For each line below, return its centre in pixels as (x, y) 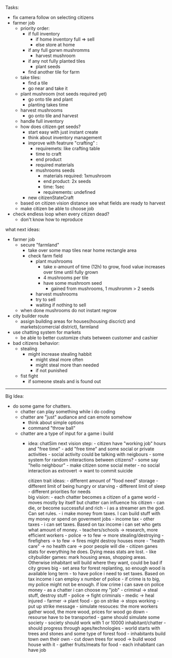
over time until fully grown (71, 272)
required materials (55, 165)
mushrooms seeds (55, 170)
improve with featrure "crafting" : (63, 143)
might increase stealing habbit (60, 354)
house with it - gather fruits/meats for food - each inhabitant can (96, 644)
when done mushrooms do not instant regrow (68, 310)
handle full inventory (42, 121)
